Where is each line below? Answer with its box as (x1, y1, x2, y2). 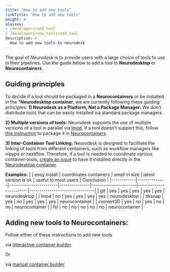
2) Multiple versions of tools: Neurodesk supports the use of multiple (5, 119, 151, 125)
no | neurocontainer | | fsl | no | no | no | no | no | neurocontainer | (5, 203, 143, 210)
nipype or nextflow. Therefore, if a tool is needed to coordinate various (5, 151, 153, 157)
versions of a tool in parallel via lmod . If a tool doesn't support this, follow (5, 125, 159, 131)
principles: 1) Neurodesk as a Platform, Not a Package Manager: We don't (5, 104, 161, 110)
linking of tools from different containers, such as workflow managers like (5, 145, 159, 151)
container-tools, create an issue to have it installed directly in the (5, 156, 141, 162)
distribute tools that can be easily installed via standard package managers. (5, 110, 163, 116)
